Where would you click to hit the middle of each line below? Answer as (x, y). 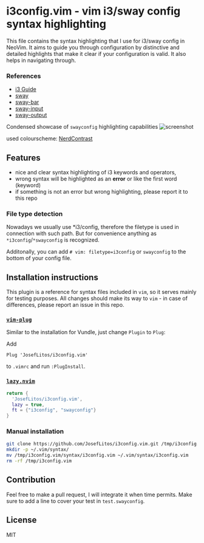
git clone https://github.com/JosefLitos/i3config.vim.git (83, 444)
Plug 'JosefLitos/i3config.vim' (47, 355)
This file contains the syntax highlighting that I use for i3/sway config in (96, 41)
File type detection (35, 214)
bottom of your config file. (39, 258)
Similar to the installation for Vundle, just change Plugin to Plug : (86, 332)
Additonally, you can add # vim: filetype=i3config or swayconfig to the (96, 252)
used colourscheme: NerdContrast (49, 138)
